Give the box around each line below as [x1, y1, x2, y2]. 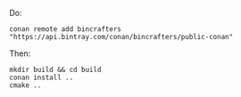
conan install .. [9, 73, 74, 82]
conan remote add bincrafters [9, 25, 122, 34]
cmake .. [9, 81, 42, 90]
